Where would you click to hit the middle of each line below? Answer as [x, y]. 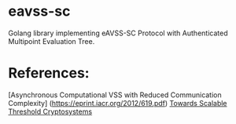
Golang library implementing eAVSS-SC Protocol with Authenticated [118, 33]
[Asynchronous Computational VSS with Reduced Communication [115, 95]
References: [49, 73]
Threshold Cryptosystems [50, 111]
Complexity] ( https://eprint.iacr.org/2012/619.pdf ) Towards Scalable [118, 103]
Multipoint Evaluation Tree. [52, 41]
